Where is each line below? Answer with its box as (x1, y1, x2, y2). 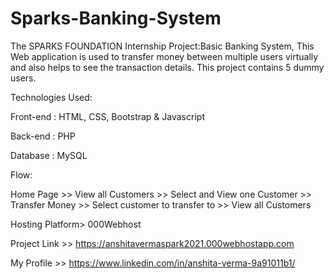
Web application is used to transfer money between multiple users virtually (10, 50, 319, 62)
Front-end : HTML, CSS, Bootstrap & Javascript (10, 110, 205, 122)
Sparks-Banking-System (10, 7, 222, 30)
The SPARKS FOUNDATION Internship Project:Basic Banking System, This (10, 40, 315, 52)
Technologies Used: (10, 91, 93, 103)
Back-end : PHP (10, 130, 76, 142)
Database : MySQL (10, 149, 88, 161)
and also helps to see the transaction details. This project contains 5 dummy (10, 61, 325, 73)
